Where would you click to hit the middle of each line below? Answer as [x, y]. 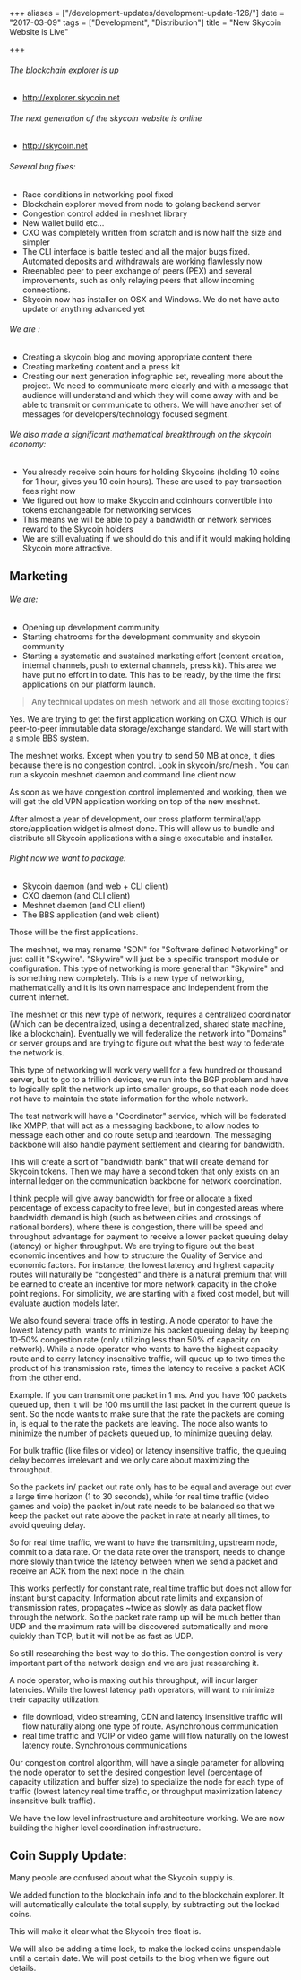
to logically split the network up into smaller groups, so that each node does [149, 1089]
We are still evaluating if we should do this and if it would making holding [156, 539]
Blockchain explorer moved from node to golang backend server [141, 204]
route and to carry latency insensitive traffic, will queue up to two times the [147, 1359]
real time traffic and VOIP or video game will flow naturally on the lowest [155, 1735]
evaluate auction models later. [64, 1303]
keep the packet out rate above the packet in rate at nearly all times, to [140, 1515]
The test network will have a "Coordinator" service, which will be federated [148, 1116]
